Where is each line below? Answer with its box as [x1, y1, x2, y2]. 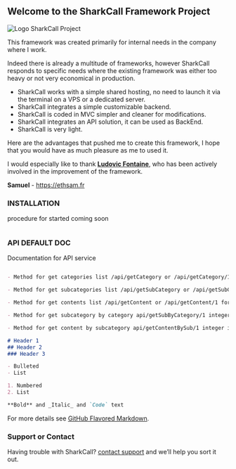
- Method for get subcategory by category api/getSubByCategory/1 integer [7, 312, 231, 319]
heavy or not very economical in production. [7, 74, 136, 82]
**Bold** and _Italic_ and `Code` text [7, 401, 124, 409]
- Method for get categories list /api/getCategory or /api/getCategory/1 [7, 274, 231, 281]
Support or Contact [7, 432, 75, 442]
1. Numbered [7, 383, 42, 390]
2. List [7, 389, 30, 396]
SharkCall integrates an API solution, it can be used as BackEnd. [17, 117, 204, 126]
